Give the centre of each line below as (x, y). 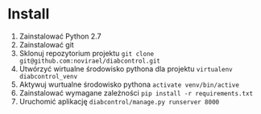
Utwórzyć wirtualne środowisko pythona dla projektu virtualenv (126, 68)
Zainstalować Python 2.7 (60, 36)
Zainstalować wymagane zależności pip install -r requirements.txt (136, 92)
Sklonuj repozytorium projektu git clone (87, 53)
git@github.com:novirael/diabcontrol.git (89, 61)
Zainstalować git (46, 44)
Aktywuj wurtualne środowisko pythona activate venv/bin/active (129, 84)
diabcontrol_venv (48, 76)
